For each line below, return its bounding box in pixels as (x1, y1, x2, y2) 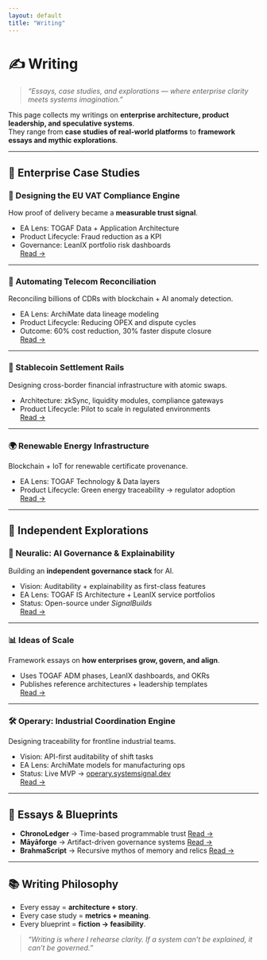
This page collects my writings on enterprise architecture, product (8, 110, 229, 120)
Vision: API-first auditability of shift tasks (19, 752, 153, 761)
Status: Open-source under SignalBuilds (19, 598, 153, 608)
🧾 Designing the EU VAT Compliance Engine (8, 190, 180, 201)
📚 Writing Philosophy (8, 877, 119, 891)
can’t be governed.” (27, 943, 94, 952)
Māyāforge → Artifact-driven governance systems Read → (19, 838, 213, 847)
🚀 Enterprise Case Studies (8, 166, 141, 180)
